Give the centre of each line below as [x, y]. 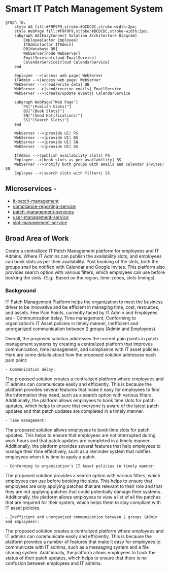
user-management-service [41, 217]
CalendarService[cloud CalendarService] [67, 62]
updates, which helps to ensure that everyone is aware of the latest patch [82, 406]
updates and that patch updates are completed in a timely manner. [75, 411]
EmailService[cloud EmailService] [60, 58]
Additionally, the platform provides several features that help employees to [83, 446]
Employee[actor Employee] [51, 40]
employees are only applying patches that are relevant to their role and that [84, 486]
